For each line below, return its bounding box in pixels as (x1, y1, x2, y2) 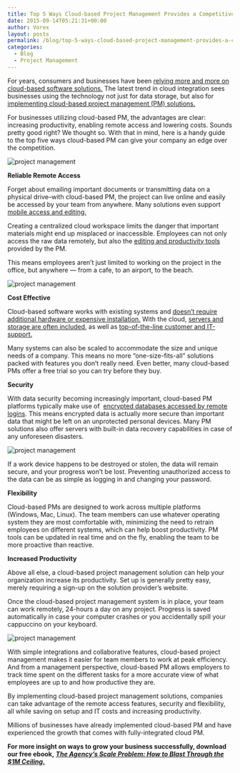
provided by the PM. (7, 244, 67, 253)
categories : (7, 44, 43, 51)
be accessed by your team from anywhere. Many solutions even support (7, 200, 221, 208)
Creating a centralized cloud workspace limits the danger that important (7, 221, 219, 230)
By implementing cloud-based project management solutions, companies (7, 692, 224, 700)
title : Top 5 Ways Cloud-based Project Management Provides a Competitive (7, 10, 235, 18)
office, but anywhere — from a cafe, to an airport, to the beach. (7, 266, 194, 274)
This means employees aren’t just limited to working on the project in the (7, 258, 221, 266)
